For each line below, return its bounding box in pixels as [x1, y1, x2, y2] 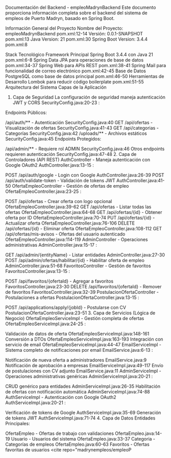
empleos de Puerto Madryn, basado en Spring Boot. [5, 15, 115, 21]
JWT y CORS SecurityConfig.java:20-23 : [12, 99, 100, 106]
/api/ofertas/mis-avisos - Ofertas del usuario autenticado [5, 231, 126, 237]
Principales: [5, 421, 30, 426]
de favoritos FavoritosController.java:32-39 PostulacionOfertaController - [5, 289, 159, 295]
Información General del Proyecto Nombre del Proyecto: [5, 25, 124, 31]
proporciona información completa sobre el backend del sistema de [5, 10, 148, 16]
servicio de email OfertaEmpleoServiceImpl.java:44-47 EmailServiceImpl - [5, 342, 162, 348]
